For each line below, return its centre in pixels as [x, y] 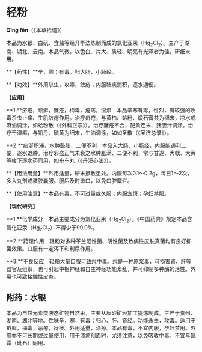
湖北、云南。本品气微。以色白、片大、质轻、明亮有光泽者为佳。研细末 [103, 51]
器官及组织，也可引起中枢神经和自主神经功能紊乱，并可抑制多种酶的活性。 [98, 269]
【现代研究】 [22, 206]
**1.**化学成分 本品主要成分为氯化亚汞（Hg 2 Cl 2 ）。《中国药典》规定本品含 [99, 220]
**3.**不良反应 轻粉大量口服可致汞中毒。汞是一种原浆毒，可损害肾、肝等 [99, 261]
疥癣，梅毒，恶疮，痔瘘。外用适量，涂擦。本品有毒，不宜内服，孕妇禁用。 [98, 328]
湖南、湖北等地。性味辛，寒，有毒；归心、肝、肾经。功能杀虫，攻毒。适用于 [101, 320]
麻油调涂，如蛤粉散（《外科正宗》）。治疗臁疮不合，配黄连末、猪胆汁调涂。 [97, 125]
